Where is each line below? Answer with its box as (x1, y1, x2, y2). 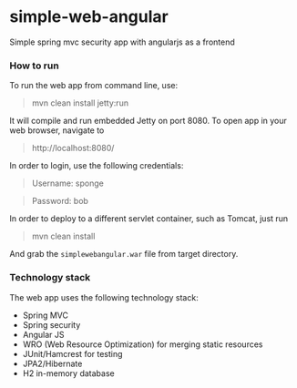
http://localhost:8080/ (31, 143, 115, 154)
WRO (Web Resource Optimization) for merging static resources (22, 339, 263, 350)
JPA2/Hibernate (22, 358, 83, 369)
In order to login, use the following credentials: (9, 160, 184, 171)
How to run (9, 59, 59, 72)
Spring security (22, 319, 81, 330)
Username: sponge (31, 178, 105, 189)
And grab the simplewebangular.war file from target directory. (9, 249, 239, 260)
